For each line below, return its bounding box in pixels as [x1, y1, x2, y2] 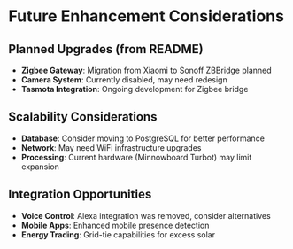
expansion [20, 161, 59, 172]
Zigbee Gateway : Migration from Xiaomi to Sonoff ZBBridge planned [20, 65, 272, 75]
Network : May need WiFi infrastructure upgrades [20, 142, 202, 152]
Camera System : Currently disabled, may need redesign [20, 74, 227, 85]
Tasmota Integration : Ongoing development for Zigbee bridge [20, 84, 249, 94]
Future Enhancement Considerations [8, 6, 285, 27]
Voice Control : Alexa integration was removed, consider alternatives [20, 210, 271, 221]
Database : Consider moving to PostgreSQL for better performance [20, 133, 265, 144]
